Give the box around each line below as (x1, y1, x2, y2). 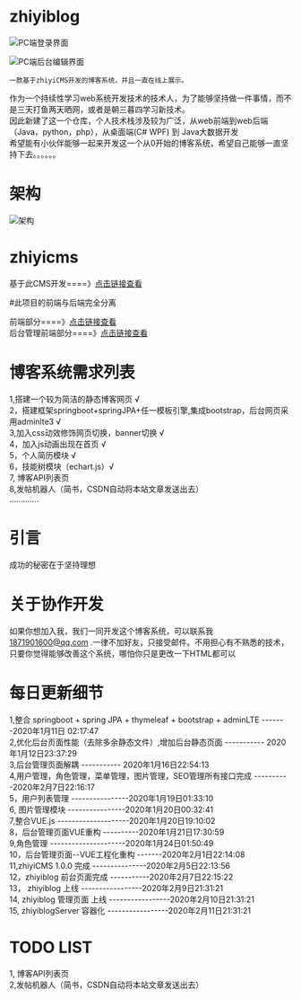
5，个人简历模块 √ (9, 449, 77, 460)
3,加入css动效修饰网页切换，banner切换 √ (9, 427, 165, 438)
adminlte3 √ (16, 416, 61, 427)
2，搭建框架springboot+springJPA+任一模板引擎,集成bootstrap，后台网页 (9, 404, 281, 415)
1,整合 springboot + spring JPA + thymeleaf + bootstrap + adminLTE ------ (9, 714, 284, 725)
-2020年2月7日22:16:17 (9, 782, 96, 792)
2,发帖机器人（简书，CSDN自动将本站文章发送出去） (9, 979, 204, 990)
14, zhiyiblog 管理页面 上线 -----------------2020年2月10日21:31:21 (9, 894, 255, 905)
